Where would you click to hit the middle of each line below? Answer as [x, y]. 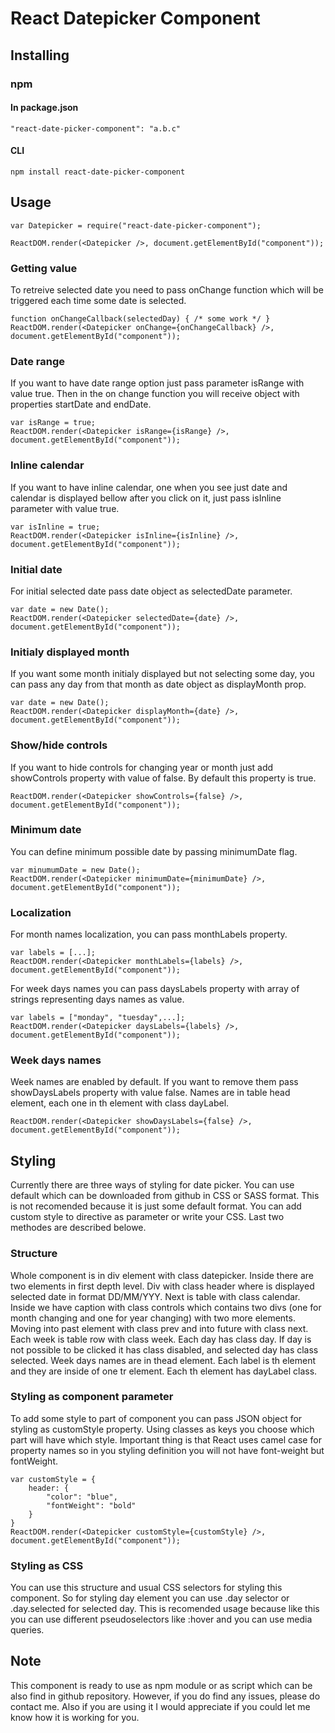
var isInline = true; [55, 527]
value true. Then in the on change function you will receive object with [155, 394]
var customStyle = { [53, 1479]
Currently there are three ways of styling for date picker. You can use [152, 1185]
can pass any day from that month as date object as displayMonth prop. [158, 684]
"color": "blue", [82, 1497]
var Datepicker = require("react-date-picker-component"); [136, 225]
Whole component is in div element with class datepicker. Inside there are [162, 1275]
